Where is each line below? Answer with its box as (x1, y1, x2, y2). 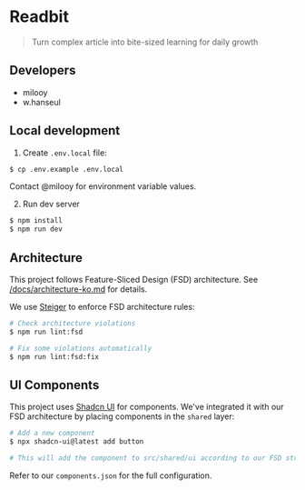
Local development (9, 123, 121, 138)
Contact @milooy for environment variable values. (9, 181, 197, 192)
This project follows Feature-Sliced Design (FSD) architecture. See (9, 275, 259, 285)
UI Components (9, 377, 100, 393)
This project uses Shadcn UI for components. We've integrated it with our (9, 402, 284, 413)
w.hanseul (22, 96, 61, 107)
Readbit (9, 6, 70, 27)
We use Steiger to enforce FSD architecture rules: (9, 302, 195, 312)
